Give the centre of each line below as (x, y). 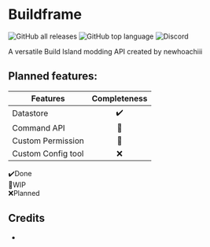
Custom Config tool (48, 153)
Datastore (30, 113)
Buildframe (45, 15)
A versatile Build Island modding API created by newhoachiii (105, 51)
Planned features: (53, 76)
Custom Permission (48, 141)
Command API (39, 127)
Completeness (120, 98)
